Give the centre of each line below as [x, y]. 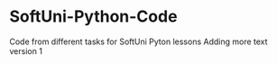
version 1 [26, 50]
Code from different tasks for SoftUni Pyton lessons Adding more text [138, 41]
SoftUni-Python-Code [93, 17]
